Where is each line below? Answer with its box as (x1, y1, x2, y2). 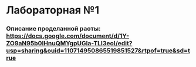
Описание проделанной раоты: (6, 25, 101, 33)
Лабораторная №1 (6, 4, 100, 17)
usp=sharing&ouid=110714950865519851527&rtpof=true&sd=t (6, 46, 191, 55)
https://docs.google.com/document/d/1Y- (6, 32, 130, 40)
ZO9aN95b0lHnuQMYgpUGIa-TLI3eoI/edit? (6, 39, 133, 48)
